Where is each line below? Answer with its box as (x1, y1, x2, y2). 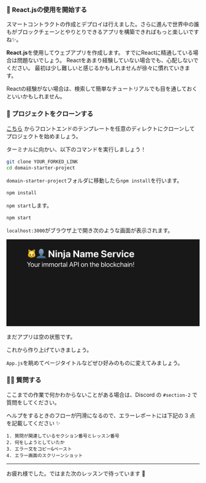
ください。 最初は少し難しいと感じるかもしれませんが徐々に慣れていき (6, 65, 185, 72)
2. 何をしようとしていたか (6, 439, 65, 446)
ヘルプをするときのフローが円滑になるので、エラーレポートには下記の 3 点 (6, 412, 195, 419)
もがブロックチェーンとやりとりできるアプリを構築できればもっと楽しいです (6, 28, 199, 36)
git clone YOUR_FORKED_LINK (6, 159, 78, 165)
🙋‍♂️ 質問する (6, 376, 42, 385)
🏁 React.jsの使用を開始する (6, 5, 88, 14)
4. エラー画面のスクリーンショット (6, 452, 83, 458)
